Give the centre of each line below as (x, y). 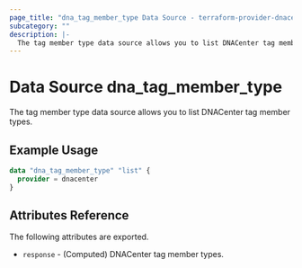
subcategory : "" (40, 26)
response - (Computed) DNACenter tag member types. (123, 255)
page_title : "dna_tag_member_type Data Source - (102, 18)
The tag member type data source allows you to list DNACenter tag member (150, 112)
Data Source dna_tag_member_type (146, 87)
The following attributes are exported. (79, 237)
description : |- (40, 34)
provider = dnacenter (58, 179)
